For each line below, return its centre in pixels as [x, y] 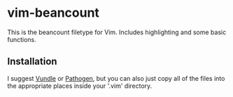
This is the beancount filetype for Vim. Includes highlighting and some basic [117, 32]
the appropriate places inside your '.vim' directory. [80, 86]
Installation [32, 62]
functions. [22, 39]
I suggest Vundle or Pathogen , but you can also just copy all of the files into [116, 78]
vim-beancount [54, 13]
